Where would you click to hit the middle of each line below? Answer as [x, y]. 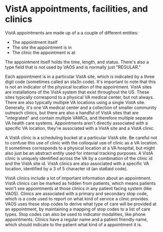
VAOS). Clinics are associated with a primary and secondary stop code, [77, 194]
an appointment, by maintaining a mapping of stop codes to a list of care [78, 209]
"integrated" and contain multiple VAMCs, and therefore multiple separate [79, 118]
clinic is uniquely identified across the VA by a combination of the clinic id [79, 158]
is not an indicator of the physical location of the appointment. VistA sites [78, 87]
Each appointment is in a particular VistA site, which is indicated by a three [80, 76]
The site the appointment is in [42, 47]
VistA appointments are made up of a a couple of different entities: [72, 33]
